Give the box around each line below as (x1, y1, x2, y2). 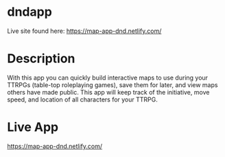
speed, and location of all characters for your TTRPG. (7, 95, 158, 104)
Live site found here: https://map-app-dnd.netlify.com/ (7, 27, 162, 35)
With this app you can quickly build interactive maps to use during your (7, 73, 208, 82)
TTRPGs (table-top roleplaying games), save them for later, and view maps (7, 80, 218, 89)
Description (7, 51, 75, 67)
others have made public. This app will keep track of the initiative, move (7, 88, 210, 96)
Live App (7, 119, 59, 135)
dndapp (7, 4, 53, 20)
